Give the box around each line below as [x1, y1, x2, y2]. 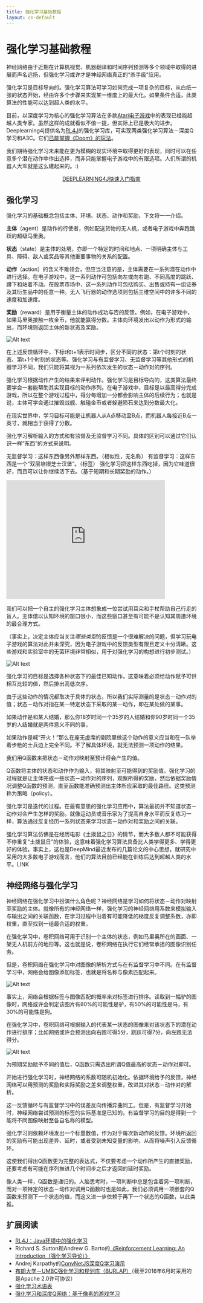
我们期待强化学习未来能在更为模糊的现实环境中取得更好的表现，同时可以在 [6, 148, 192, 155]
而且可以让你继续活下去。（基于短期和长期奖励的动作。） [16, 468, 155, 475]
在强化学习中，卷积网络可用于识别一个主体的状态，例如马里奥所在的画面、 [6, 933, 192, 940]
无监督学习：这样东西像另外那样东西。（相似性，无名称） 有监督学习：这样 [6, 453, 190, 460]
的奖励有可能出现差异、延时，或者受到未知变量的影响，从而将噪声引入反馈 [6, 1137, 192, 1145]
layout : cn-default [6, 15, 56, 21]
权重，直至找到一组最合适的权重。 [6, 920, 91, 928]
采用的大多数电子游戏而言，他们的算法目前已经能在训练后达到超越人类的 [6, 853, 186, 860]
